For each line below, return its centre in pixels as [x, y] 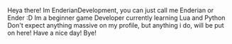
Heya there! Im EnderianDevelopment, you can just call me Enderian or [111, 10]
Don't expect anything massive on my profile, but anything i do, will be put [116, 25]
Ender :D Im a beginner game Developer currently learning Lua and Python [116, 18]
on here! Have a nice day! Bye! [52, 33]
